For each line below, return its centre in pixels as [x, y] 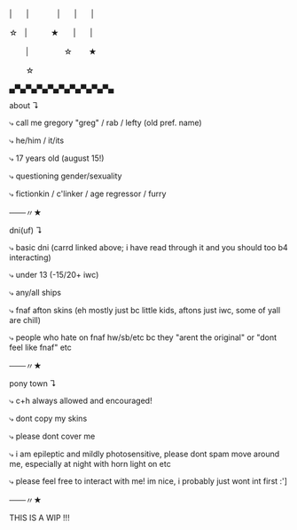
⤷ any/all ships [35, 293]
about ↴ [24, 105]
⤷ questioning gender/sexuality [66, 176]
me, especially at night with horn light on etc [90, 464]
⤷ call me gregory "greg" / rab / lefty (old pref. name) [106, 123]
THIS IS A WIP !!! [39, 518]
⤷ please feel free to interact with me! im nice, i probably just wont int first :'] [148, 481]
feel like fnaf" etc [41, 347]
